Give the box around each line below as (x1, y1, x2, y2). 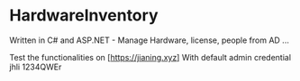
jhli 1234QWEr (9, 61, 62, 72)
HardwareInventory (9, 5, 159, 26)
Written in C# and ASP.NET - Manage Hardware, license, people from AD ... (9, 35, 290, 45)
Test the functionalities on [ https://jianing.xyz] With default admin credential (9, 52, 291, 62)
